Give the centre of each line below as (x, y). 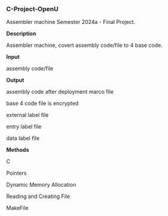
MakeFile (17, 208)
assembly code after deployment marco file (60, 92)
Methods (18, 150)
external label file (28, 115)
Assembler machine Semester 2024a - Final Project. (71, 22)
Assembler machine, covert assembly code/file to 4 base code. (85, 45)
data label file (23, 138)
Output (15, 80)
